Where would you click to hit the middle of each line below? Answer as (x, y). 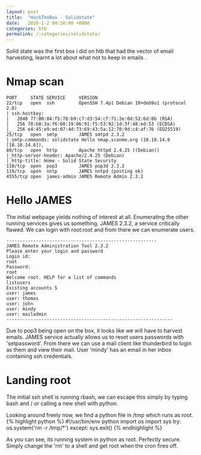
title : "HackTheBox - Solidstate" (51, 17)
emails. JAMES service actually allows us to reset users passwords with (95, 337)
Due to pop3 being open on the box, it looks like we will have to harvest (94, 330)
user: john (20, 304)
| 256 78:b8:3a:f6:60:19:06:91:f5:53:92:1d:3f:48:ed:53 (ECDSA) (91, 124)
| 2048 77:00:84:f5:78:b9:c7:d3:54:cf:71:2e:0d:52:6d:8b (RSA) (89, 119)
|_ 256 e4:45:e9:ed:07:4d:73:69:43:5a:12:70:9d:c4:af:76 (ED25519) (94, 130)
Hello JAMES (39, 200)
